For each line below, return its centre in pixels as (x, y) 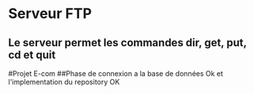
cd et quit (32, 54)
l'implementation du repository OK (64, 82)
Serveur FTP (50, 14)
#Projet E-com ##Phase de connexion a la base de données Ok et (116, 74)
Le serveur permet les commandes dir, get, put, (127, 43)
